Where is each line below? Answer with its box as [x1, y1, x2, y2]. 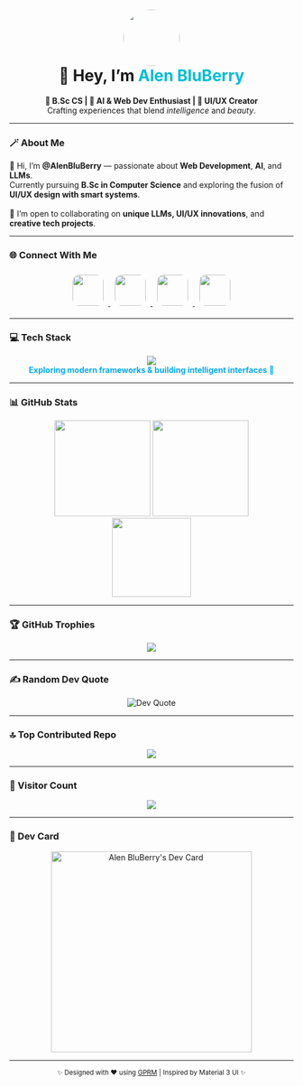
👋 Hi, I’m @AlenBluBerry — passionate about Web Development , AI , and [9, 161, 282, 172]
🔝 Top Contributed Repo [9, 728, 117, 740]
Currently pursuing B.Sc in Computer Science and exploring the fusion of [9, 180, 284, 190]
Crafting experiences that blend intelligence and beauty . [46, 105, 257, 116]
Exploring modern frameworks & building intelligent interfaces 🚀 [28, 364, 275, 375]
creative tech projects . [9, 218, 96, 229]
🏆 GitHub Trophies [9, 618, 96, 631]
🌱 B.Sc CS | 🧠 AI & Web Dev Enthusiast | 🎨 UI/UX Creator [44, 95, 259, 106]
